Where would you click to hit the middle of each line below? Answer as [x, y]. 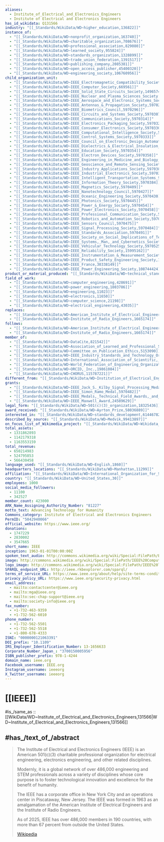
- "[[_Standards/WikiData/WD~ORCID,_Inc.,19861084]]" [65, 369]
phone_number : [20, 620]
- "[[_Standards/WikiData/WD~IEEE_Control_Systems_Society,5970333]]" [83, 137]
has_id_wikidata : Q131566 [31, 23]
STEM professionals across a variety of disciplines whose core [80, 774]
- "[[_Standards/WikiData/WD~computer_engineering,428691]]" [73, 283]
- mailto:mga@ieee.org [32, 592]
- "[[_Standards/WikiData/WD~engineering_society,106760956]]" [75, 73]
